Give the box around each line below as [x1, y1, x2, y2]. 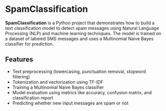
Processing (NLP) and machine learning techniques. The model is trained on [5, 30, 162, 36]
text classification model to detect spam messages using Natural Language [5, 25, 160, 31]
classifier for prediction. [5, 41, 54, 47]
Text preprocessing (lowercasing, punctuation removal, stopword [12, 68, 146, 74]
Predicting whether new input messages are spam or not [12, 100, 129, 106]
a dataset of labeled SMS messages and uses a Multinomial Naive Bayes [5, 36, 154, 42]
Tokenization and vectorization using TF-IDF [12, 79, 103, 85]
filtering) [12, 73, 30, 80]
